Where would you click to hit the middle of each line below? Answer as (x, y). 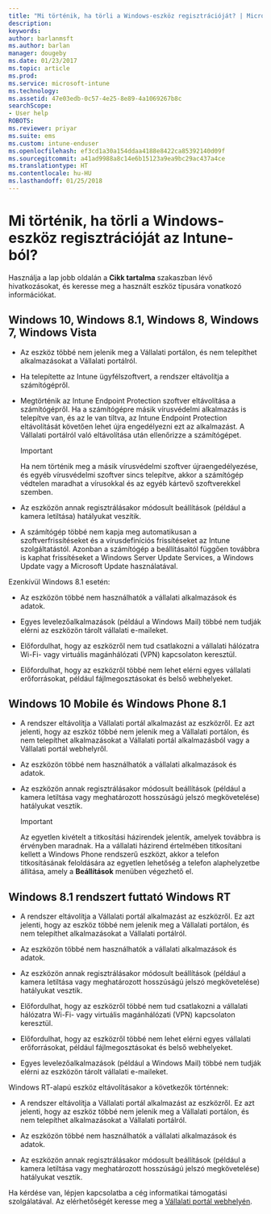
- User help (28, 114)
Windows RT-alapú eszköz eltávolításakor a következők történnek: (119, 1087)
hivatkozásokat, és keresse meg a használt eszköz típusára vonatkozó (125, 286)
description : (30, 23)
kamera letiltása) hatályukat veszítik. (81, 516)
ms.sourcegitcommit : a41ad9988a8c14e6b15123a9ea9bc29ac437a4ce (117, 158)
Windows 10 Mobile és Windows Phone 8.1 (117, 704)
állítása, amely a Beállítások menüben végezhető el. (106, 872)
